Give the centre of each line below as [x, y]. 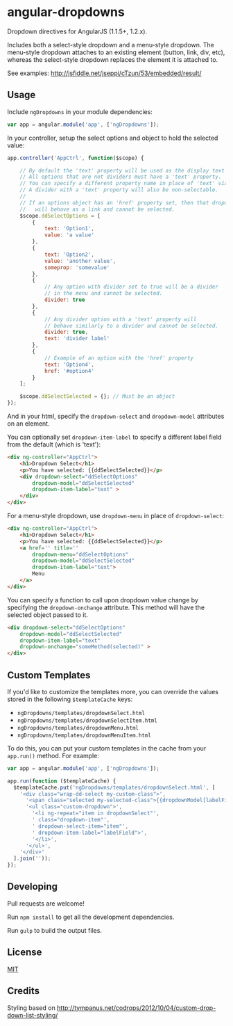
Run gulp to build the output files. [55, 930]
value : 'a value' [69, 235]
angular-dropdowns [66, 12]
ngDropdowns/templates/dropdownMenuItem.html [84, 735]
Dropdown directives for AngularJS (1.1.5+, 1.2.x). [77, 31]
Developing [32, 887]
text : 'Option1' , [69, 229]
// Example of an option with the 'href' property [119, 358]
